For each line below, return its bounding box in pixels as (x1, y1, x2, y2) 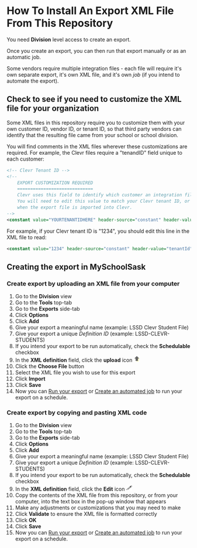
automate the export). (6, 77, 59, 84)
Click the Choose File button (15, 363, 84, 370)
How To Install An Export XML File (6, 4, 174, 18)
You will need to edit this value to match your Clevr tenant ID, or (17, 198, 191, 205)
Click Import (15, 375, 46, 382)
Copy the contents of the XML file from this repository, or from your (15, 492, 178, 499)
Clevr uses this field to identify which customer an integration (17, 192, 182, 198)
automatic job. (6, 53, 42, 60)
